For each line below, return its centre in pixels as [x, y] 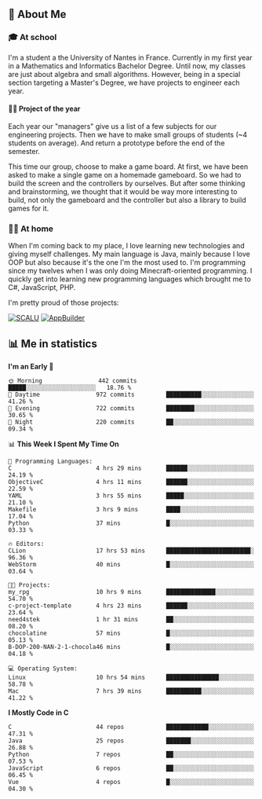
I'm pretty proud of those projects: [64, 302]
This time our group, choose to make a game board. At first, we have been [128, 167]
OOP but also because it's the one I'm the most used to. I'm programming [127, 262]
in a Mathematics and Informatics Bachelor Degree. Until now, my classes [127, 66]
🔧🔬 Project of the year [44, 109]
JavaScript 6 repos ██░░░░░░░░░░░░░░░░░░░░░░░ [131, 768]
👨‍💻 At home [31, 229]
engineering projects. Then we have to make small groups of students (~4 [128, 134]
